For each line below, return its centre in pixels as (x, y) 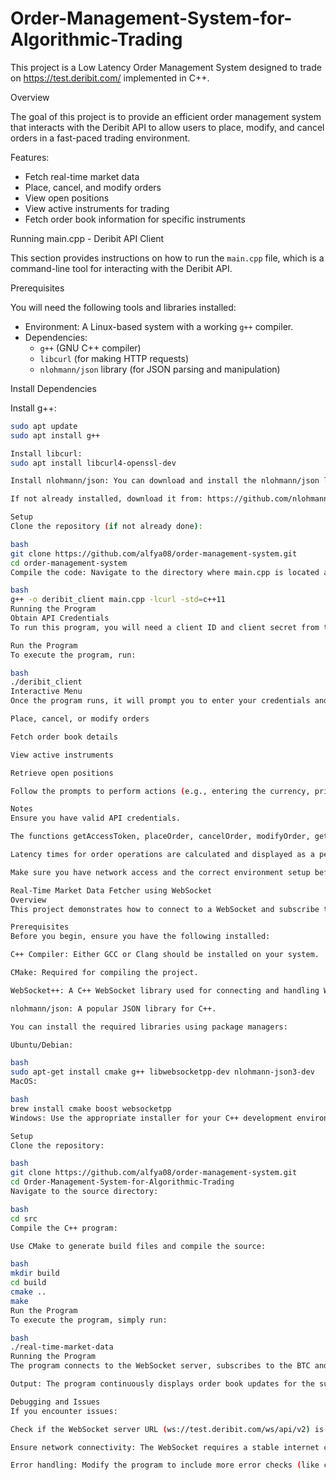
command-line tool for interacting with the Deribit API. (121, 268)
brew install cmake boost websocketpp (91, 1108)
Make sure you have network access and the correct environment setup (160, 872)
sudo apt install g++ (55, 435)
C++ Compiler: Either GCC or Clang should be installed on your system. (165, 955)
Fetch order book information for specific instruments (135, 219)
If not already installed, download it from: (106, 499)
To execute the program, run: (73, 655)
